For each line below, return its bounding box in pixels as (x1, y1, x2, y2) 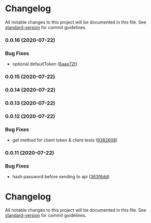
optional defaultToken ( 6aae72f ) (12, 61, 78, 67)
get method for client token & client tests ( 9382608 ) (12, 137, 118, 143)
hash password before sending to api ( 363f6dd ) (12, 174, 110, 180)
